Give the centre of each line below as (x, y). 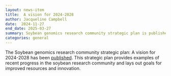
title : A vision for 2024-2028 (39, 15)
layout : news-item (25, 10)
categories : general (27, 38)
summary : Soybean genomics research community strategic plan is (76, 33)
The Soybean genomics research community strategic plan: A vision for (80, 52)
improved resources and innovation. (43, 68)
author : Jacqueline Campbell (36, 19)
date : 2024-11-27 (25, 24)
